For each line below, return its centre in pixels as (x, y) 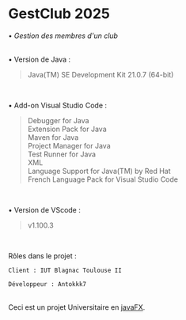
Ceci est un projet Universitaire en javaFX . (77, 307)
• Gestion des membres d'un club (63, 36)
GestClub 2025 (59, 14)
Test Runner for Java (62, 154)
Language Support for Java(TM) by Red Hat (99, 171)
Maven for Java (53, 137)
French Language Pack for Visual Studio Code (102, 179)
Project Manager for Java (69, 145)
